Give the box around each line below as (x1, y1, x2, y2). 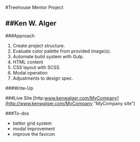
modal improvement (12, 125, 55, 132)
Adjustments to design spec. (12, 75, 73, 81)
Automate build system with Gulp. (12, 53, 85, 59)
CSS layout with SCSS (12, 64, 60, 70)
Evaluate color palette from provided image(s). (12, 48, 111, 54)
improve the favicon (12, 131, 55, 137)
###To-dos (5, 110, 29, 116)
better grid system (12, 120, 52, 126)
